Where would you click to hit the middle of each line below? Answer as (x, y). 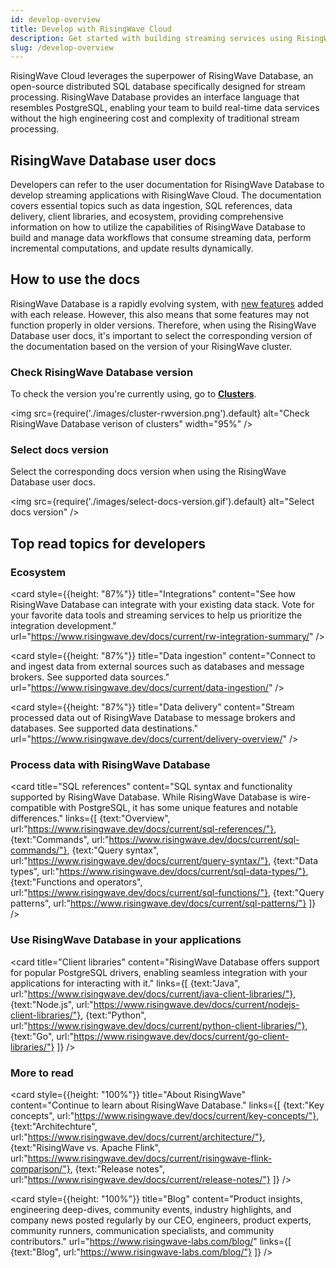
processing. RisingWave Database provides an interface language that (155, 97)
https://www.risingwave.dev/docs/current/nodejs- (196, 1004)
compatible (33, 808)
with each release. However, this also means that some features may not (160, 314)
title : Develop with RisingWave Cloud (91, 29)
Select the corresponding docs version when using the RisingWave (148, 472)
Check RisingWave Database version (102, 372)
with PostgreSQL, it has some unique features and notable (178, 808)
